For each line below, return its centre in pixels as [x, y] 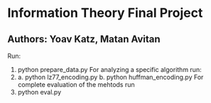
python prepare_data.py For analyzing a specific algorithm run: [109, 69]
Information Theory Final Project [105, 13]
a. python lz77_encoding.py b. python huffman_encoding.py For [110, 77]
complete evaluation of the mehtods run [76, 85]
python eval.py [39, 92]
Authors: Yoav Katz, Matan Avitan [84, 39]
